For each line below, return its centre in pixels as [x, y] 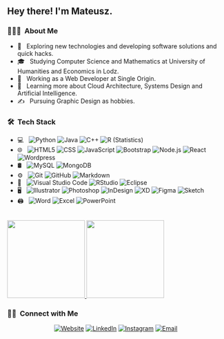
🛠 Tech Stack [32, 122]
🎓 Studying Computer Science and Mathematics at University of [111, 61]
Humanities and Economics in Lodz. [68, 71]
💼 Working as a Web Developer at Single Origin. [86, 78]
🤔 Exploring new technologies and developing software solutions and [117, 46]
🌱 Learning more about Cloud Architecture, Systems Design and [110, 86]
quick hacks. [35, 53]
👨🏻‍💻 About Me [33, 31]
